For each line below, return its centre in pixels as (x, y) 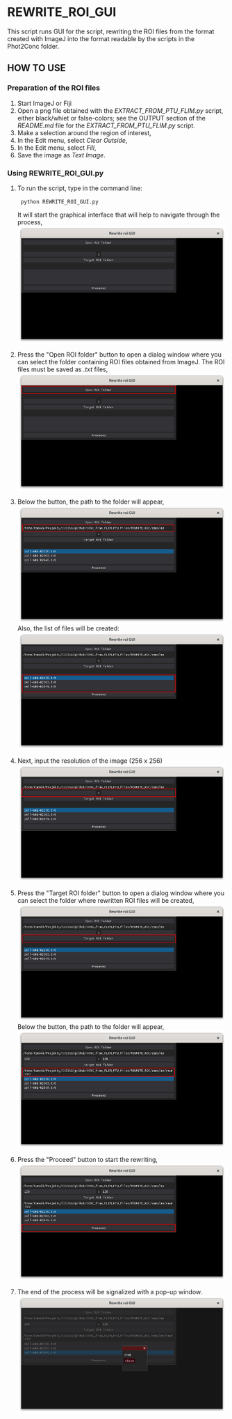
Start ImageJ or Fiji (44, 103)
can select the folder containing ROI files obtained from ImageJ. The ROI (121, 362)
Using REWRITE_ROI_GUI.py (56, 173)
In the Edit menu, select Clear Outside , (72, 140)
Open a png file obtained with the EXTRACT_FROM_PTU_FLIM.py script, (120, 110)
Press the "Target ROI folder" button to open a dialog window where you (121, 893)
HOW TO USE (36, 68)
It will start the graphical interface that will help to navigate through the (118, 215)
